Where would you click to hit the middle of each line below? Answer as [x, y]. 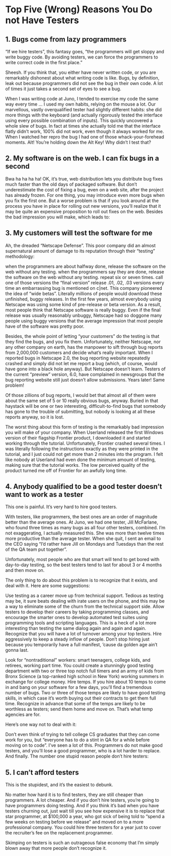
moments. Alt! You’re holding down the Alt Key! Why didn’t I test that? [78, 142]
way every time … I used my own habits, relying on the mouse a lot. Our [80, 104]
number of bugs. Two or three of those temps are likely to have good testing [86, 693]
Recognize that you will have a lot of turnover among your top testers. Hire [83, 634]
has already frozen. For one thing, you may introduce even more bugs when [85, 195]
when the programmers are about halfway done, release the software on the [86, 266]
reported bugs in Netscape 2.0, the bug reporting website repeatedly [78, 358]
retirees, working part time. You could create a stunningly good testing [79, 666]
